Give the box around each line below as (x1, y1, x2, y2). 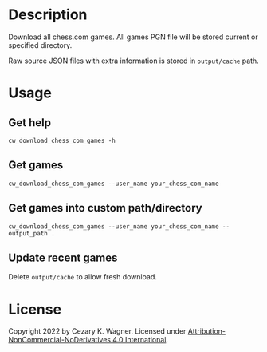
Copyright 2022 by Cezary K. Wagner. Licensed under (8, 326, 187, 336)
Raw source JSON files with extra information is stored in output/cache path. (8, 56, 259, 65)
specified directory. (8, 40, 73, 49)
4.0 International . (112, 335, 169, 345)
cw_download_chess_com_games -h (8, 136, 116, 144)
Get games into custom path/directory (8, 201, 202, 215)
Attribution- (187, 326, 226, 336)
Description (8, 6, 88, 24)
